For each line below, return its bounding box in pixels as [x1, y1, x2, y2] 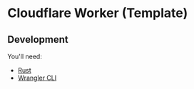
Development [7, 33, 69, 46]
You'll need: [7, 52, 43, 61]
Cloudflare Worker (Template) [7, 5, 188, 21]
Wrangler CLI [17, 73, 57, 82]
